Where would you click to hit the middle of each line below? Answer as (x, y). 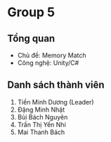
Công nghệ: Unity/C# (48, 63)
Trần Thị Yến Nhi (42, 124)
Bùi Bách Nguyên (43, 117)
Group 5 (31, 12)
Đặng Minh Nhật (41, 110)
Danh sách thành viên (56, 85)
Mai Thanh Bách (41, 132)
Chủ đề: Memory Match (52, 55)
